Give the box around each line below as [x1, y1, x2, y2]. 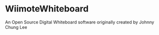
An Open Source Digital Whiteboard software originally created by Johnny [5, 19, 155, 25]
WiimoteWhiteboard [5, 3, 89, 14]
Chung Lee [5, 24, 27, 30]
